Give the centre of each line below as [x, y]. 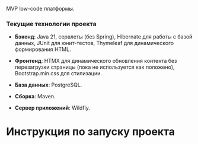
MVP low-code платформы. [40, 9]
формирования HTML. [43, 49]
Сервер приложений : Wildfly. [52, 108]
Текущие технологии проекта [51, 24]
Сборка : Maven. [35, 97]
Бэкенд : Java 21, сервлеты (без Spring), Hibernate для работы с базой [103, 37]
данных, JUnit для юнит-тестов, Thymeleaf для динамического [94, 43]
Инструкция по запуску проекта [91, 132]
